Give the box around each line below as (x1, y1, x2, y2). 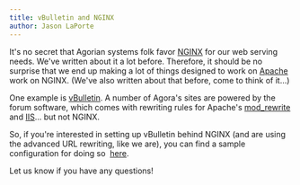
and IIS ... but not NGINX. (9, 111, 101, 122)
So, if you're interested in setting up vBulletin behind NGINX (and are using (9, 128, 286, 139)
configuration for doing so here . (9, 147, 129, 158)
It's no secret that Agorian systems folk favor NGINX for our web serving (9, 46, 278, 57)
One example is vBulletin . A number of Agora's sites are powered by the (9, 92, 276, 103)
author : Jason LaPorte (9, 22, 94, 31)
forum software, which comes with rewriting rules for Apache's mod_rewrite (9, 101, 291, 112)
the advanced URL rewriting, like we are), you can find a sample (9, 138, 246, 149)
